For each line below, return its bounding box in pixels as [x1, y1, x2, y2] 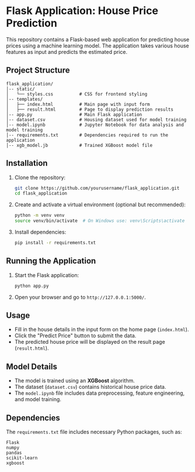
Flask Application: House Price [6, 4, 159, 18]
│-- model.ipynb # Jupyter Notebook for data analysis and [6, 122, 184, 128]
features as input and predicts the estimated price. [6, 48, 127, 55]
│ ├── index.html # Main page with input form [6, 101, 150, 107]
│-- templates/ [6, 96, 43, 102]
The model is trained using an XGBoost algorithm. [14, 377, 135, 384]
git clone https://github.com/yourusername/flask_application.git [14, 185, 180, 191]
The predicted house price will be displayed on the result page [14, 338, 165, 346]
